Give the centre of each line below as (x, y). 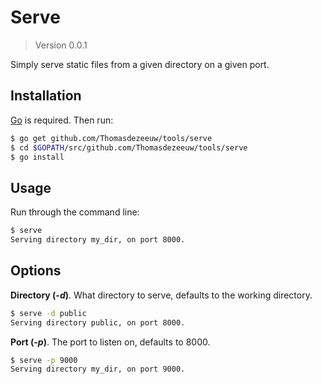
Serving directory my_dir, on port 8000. (98, 240)
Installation (46, 96)
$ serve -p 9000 (44, 360)
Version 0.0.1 (61, 45)
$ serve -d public (48, 313)
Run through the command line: (75, 212)
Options (36, 271)
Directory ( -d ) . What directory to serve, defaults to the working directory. (161, 295)
